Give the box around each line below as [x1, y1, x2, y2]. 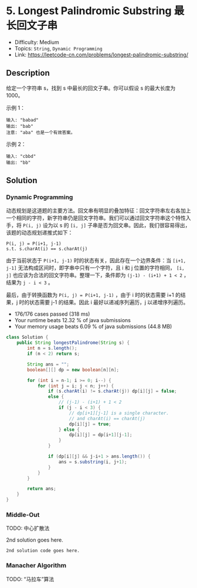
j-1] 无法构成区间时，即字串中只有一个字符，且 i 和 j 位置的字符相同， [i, [6, 264, 185, 272]
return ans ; [27, 486, 57, 492]
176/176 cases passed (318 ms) [14, 310, 90, 317]
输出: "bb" [6, 160, 31, 165]
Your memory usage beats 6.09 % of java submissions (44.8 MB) [14, 323, 172, 330]
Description [6, 68, 50, 78]
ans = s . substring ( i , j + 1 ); [58, 459, 127, 465]
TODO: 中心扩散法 [6, 525, 50, 532]
